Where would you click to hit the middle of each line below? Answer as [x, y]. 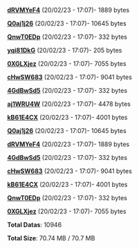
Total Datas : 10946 [35, 225]
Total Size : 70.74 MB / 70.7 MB [51, 238]
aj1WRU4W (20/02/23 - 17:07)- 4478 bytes [69, 104]
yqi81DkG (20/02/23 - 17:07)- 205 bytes [65, 50]
